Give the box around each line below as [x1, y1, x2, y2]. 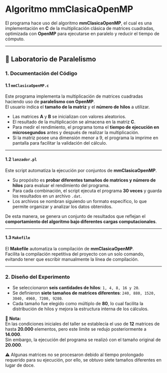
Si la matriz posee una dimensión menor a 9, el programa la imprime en [12, 135, 159, 141]
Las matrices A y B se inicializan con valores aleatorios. [12, 114, 127, 120]
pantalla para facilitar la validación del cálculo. [12, 140, 107, 146]
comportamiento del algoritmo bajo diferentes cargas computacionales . [5, 218, 157, 224]
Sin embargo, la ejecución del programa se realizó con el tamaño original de [5, 337, 161, 343]
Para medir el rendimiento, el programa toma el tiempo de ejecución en [12, 124, 160, 130]
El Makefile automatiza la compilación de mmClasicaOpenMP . [5, 245, 134, 251]
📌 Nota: [5, 316, 21, 322]
